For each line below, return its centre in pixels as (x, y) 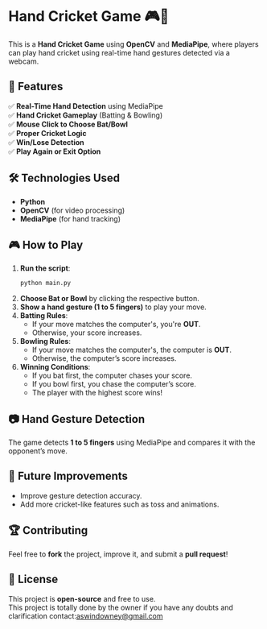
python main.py (45, 283)
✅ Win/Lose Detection (46, 142)
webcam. (24, 61)
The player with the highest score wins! (97, 393)
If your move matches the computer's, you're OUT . (116, 325)
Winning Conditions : (55, 367)
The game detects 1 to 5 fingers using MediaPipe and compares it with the (132, 443)
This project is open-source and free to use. (82, 598)
